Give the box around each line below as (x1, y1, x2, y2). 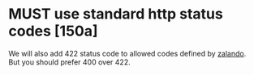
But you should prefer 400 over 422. (8, 57, 131, 67)
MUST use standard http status (8, 5, 223, 23)
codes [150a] (8, 22, 99, 40)
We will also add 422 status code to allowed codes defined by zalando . (8, 48, 247, 58)
